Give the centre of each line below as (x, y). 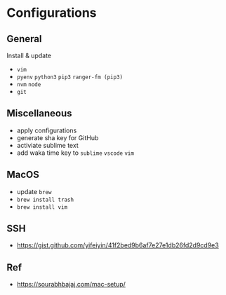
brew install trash (45, 200)
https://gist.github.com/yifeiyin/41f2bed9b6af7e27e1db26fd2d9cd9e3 (118, 245)
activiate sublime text (47, 145)
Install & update (29, 55)
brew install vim (42, 207)
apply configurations (47, 130)
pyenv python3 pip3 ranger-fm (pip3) (70, 77)
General (25, 39)
